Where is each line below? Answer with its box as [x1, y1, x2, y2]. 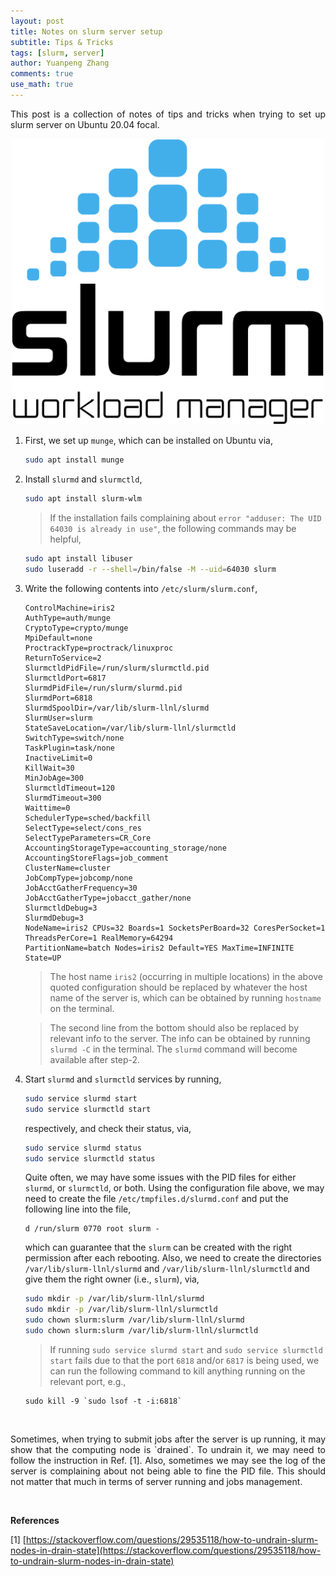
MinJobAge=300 [24, 773, 84, 783]
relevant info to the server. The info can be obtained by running [49, 1032, 311, 1044]
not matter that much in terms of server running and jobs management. [10, 1475, 303, 1487]
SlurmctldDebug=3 [24, 903, 98, 913]
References [10, 1514, 60, 1526]
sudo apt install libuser [24, 554, 133, 564]
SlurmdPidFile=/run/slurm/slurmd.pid [24, 683, 183, 693]
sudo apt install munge [24, 455, 125, 465]
